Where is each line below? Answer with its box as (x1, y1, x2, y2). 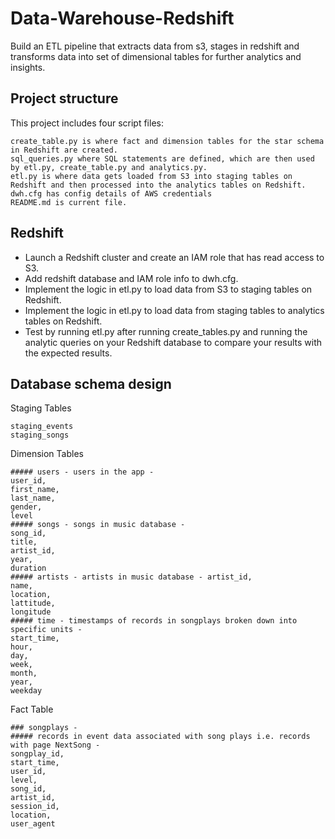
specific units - (10, 625, 83, 635)
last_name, (10, 493, 56, 504)
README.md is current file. (10, 197, 128, 207)
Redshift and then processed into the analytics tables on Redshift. (10, 180, 307, 190)
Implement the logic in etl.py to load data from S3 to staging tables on (24, 283, 313, 295)
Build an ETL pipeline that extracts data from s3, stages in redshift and (10, 40, 300, 52)
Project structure (10, 90, 119, 107)
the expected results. (24, 347, 113, 359)
